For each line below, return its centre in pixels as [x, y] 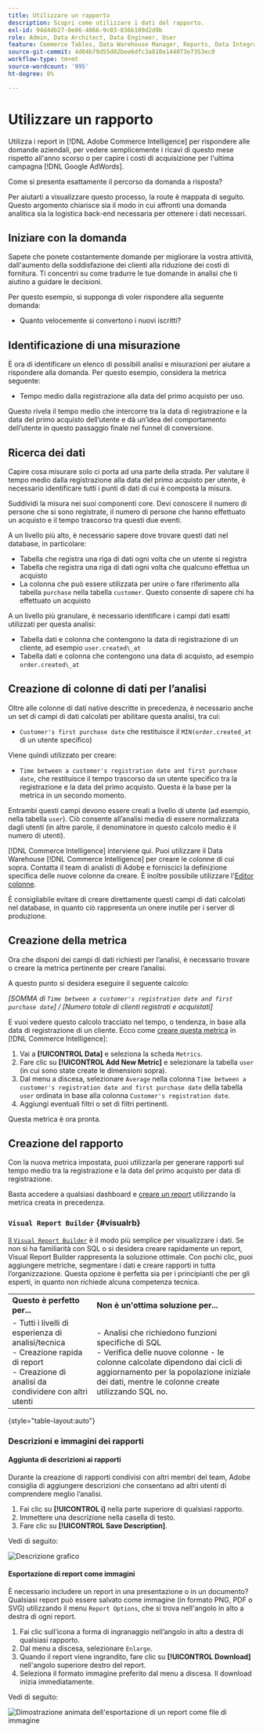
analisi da [29, 1381]
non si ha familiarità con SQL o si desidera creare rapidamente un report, [125, 1248]
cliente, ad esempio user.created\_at [80, 648]
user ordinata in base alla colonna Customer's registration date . [125, 1095]
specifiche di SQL [129, 1342]
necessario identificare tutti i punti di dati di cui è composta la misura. [120, 488]
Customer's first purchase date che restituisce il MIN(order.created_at [135, 732]
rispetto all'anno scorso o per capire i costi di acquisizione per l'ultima [121, 158]
